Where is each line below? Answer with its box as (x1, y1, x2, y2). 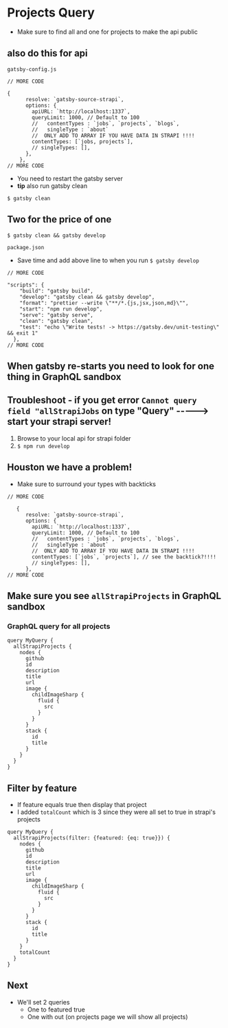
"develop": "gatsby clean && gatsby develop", (19, 293, 155, 300)
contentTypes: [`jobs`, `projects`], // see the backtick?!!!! (32, 553, 216, 560)
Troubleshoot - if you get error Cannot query (7, 395, 197, 406)
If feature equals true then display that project (16, 801, 147, 809)
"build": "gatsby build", (19, 287, 94, 294)
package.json (7, 244, 45, 251)
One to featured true (27, 1005, 86, 1014)
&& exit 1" (7, 329, 38, 337)
